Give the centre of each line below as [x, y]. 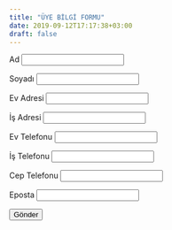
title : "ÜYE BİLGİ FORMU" [57, 17]
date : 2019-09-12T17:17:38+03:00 [71, 26]
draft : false [33, 34]
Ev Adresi [27, 98]
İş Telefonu [30, 157]
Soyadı [22, 79]
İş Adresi [25, 118]
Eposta [22, 195]
